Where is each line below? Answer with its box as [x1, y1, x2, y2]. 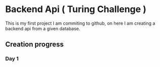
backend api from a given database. [5, 25, 81, 31]
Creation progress [5, 40, 64, 49]
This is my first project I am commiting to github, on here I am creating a [5, 20, 155, 26]
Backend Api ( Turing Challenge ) [5, 4, 147, 15]
